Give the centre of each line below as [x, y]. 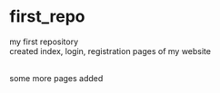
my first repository [44, 42]
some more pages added [56, 78]
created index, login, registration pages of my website [110, 51]
